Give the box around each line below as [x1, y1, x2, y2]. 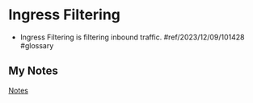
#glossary [19, 40, 54, 50]
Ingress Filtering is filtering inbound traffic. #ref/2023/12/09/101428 [19, 32, 245, 42]
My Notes [8, 64, 59, 78]
